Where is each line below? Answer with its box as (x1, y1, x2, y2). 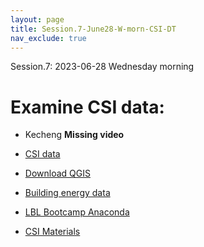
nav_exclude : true (10, 33, 87, 43)
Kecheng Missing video (24, 129, 125, 141)
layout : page (10, 14, 65, 25)
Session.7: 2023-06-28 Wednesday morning (10, 61, 195, 73)
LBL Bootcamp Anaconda (24, 206, 130, 218)
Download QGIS (24, 167, 91, 180)
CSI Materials (24, 226, 81, 238)
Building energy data (24, 187, 111, 199)
